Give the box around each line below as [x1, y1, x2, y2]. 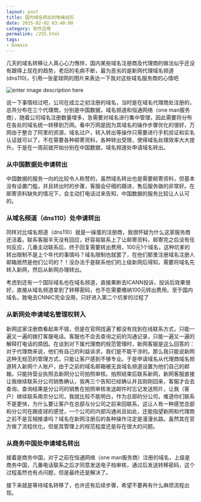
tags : [6, 37, 20, 43]
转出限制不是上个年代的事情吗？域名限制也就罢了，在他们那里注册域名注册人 [6, 251, 195, 258]
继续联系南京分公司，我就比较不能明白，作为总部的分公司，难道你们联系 [16, 392, 195, 399]
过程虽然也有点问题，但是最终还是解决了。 [6, 469, 111, 476]
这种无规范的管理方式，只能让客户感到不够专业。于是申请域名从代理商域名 [6, 355, 190, 362]
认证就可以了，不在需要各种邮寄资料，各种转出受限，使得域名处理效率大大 [6, 136, 190, 143]
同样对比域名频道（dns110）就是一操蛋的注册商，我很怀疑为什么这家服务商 [6, 229, 191, 236]
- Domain [6, 43, 28, 49]
